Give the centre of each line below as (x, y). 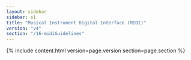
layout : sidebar (26, 12)
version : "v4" (24, 28)
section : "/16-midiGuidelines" (45, 34)
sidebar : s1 (21, 17)
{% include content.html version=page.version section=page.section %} (96, 50)
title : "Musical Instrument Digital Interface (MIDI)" (76, 23)
